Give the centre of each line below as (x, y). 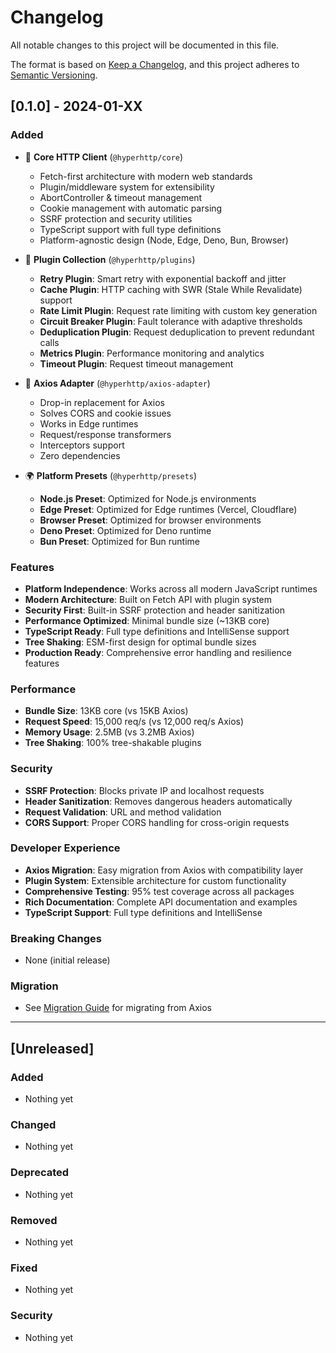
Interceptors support (82, 445)
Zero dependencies (80, 455)
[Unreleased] (52, 1048)
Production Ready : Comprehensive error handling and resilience (158, 652)
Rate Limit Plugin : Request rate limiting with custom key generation (178, 310)
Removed (34, 1220)
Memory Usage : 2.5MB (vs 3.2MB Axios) (109, 732)
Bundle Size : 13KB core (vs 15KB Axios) (106, 711)
